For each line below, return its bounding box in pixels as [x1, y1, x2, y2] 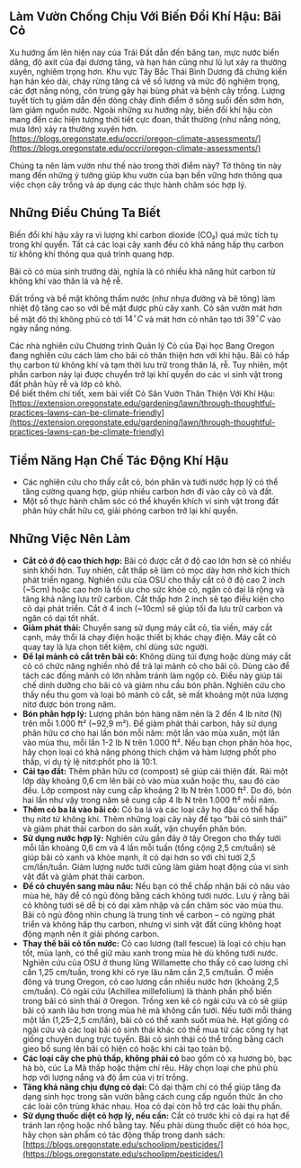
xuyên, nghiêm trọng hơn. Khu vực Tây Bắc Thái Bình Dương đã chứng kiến [9, 66, 288, 77]
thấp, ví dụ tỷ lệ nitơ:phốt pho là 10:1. [22, 756, 159, 766]
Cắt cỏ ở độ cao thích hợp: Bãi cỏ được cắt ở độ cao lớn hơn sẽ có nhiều [22, 555, 292, 566]
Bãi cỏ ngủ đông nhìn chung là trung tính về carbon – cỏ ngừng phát [22, 909, 276, 919]
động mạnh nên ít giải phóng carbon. [22, 928, 160, 939]
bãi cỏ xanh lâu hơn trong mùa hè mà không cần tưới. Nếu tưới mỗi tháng [22, 1005, 292, 1016]
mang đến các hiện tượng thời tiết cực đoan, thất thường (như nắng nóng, [9, 113, 281, 124]
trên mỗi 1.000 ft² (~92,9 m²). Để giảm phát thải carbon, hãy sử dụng [22, 718, 278, 729]
